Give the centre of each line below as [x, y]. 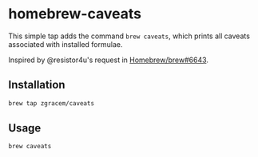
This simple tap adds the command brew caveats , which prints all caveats [129, 36]
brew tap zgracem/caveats [51, 103]
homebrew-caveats [75, 14]
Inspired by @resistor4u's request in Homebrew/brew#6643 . [109, 60]
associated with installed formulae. [65, 44]
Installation [37, 85]
